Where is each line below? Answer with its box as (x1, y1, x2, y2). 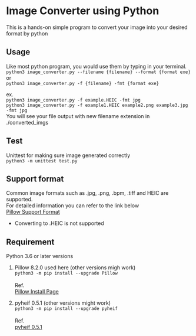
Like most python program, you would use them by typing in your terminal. (6, 63, 187, 70)
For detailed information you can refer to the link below (6, 202, 139, 209)
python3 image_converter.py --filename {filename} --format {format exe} (6, 69, 191, 75)
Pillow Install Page (14, 288, 59, 295)
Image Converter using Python (6, 4, 160, 18)
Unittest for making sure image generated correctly (6, 152, 131, 159)
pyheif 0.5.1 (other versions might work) (14, 299, 111, 306)
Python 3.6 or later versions (6, 253, 74, 260)
